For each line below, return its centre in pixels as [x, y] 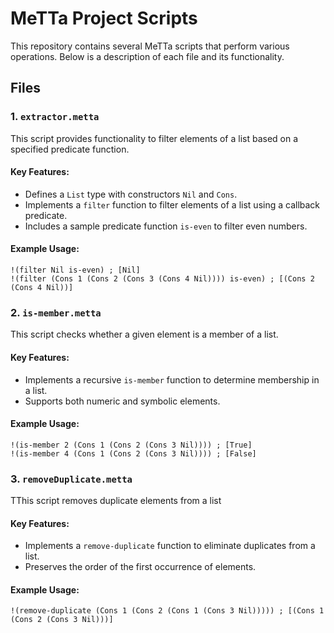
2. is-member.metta [56, 312]
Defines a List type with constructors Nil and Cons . [131, 194]
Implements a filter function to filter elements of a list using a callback [172, 204]
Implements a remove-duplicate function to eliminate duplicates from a [170, 546]
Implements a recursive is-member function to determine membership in [172, 379]
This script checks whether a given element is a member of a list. [144, 334]
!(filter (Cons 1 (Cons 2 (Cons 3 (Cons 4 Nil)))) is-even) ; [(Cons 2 [162, 279]
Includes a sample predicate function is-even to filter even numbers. [166, 226]
